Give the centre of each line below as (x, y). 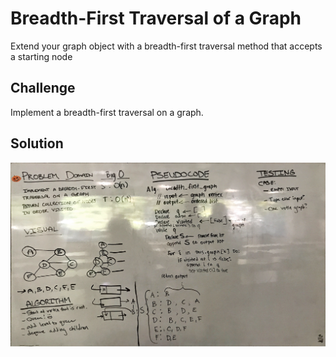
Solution (37, 143)
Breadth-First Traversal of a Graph (156, 18)
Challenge (43, 88)
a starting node (41, 56)
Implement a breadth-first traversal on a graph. (107, 112)
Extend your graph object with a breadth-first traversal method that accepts (166, 46)
